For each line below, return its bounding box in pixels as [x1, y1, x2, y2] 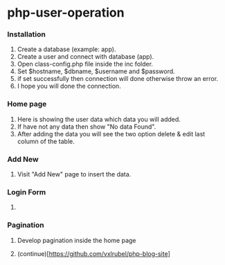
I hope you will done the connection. [17, 82, 121, 91]
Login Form [7, 188, 46, 197]
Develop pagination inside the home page [17, 236, 136, 244]
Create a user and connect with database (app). [17, 53, 154, 61]
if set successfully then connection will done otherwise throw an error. [17, 75, 219, 83]
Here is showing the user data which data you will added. [17, 115, 181, 123]
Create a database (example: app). [17, 45, 116, 53]
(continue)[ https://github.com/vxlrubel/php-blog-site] [17, 249, 171, 257]
